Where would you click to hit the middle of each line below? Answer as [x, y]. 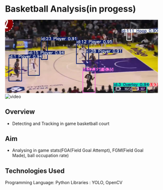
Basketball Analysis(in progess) [71, 9]
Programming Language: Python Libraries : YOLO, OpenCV [64, 183]
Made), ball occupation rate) [40, 155]
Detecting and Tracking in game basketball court [61, 123]
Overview [20, 112]
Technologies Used [35, 171]
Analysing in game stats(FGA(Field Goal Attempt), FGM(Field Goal [78, 150]
